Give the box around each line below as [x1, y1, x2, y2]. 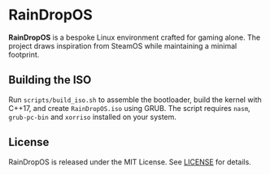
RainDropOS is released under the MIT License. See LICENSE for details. [8, 156, 252, 167]
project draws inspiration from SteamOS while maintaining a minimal [8, 41, 237, 50]
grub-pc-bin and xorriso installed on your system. [8, 112, 177, 122]
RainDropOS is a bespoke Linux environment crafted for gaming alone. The [8, 32, 261, 42]
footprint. [8, 49, 40, 59]
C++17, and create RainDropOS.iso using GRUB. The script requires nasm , [8, 103, 250, 113]
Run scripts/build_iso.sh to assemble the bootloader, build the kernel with [8, 95, 262, 105]
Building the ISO [8, 73, 92, 87]
